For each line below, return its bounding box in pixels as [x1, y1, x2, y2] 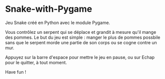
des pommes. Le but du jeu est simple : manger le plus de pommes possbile [5, 34, 161, 40]
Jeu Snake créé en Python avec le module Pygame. [5, 20, 110, 26]
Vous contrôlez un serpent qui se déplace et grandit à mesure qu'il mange [5, 29, 157, 35]
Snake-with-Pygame [5, 3, 93, 15]
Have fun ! [5, 69, 26, 75]
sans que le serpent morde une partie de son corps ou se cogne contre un [5, 39, 157, 45]
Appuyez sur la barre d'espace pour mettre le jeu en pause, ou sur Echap [5, 54, 155, 60]
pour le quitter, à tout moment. [5, 59, 67, 65]
